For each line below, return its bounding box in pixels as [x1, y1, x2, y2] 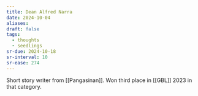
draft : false [6, 26, 40, 32]
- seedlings [12, 43, 43, 49]
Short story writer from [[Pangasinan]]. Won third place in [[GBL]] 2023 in [6, 77, 192, 84]
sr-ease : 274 [6, 60, 40, 66]
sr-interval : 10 [6, 54, 48, 60]
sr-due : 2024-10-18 [6, 49, 56, 55]
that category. [6, 83, 42, 90]
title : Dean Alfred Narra [6, 9, 72, 15]
